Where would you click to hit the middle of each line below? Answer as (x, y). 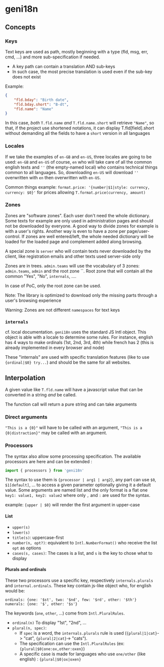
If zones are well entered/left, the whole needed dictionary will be (88, 236)
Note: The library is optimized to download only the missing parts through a (81, 295)
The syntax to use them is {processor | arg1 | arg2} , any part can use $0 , (81, 480)
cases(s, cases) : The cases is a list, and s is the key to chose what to (82, 553)
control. (13, 236)
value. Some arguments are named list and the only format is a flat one (76, 490)
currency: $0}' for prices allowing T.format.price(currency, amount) (75, 192)
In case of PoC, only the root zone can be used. (53, 286)
